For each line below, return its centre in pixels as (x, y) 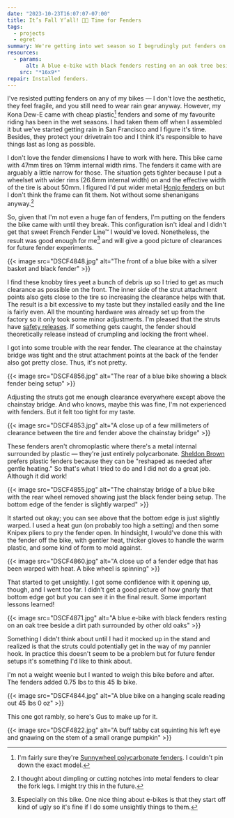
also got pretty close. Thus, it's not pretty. (67, 363)
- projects (29, 33)
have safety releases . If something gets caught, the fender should (102, 327)
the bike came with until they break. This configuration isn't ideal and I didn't (117, 224)
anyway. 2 (21, 203)
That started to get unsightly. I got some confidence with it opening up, (109, 582)
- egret (25, 40)
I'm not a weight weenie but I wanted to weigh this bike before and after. (111, 675)
